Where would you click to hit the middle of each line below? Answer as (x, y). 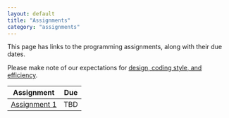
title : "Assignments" (39, 20)
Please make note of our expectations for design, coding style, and (105, 68)
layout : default (31, 14)
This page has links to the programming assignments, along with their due (115, 47)
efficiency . (23, 75)
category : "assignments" (44, 27)
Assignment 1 (34, 105)
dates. (17, 54)
